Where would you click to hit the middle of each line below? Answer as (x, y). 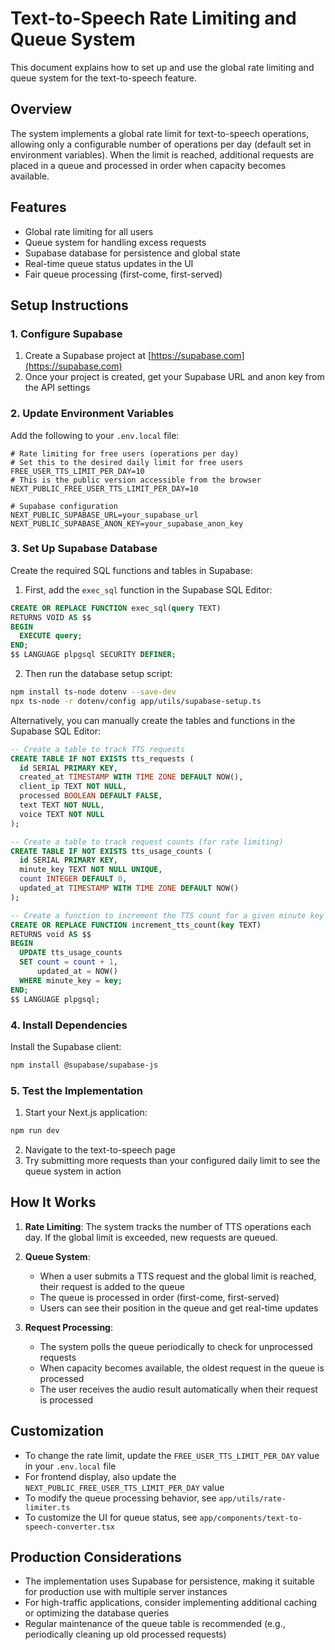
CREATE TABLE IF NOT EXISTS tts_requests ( (102, 758)
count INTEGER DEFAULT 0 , (73, 879)
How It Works (53, 1202)
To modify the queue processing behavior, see (120, 1498)
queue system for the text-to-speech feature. (103, 78)
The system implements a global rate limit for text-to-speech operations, (160, 133)
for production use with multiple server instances (126, 1592)
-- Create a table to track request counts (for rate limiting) (147, 842)
